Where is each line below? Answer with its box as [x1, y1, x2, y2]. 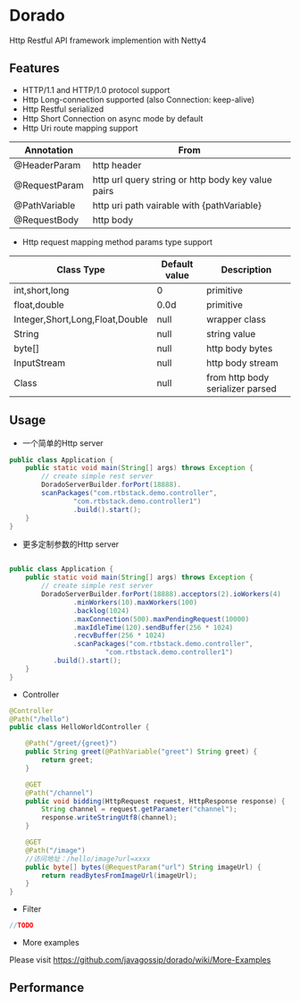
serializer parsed [206, 382, 277, 394]
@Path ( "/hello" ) [9, 714, 70, 724]
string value [206, 327, 256, 340]
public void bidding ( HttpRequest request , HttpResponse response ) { [25, 796, 286, 805]
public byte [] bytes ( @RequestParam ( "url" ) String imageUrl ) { [25, 862, 262, 871]
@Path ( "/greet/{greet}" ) [25, 739, 118, 748]
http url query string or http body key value [92, 173, 272, 186]
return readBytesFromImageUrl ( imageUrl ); [41, 871, 198, 880]
